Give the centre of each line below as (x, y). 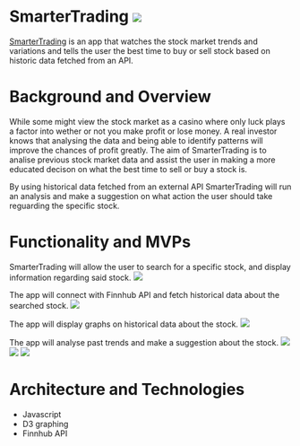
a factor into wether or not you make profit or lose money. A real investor (143, 131)
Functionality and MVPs (100, 242)
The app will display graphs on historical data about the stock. (124, 324)
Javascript (42, 414)
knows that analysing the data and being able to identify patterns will (136, 140)
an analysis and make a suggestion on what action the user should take (141, 196)
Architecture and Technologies (127, 389)
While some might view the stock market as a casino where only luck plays (147, 121)
